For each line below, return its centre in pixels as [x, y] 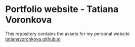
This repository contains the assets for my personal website [67, 33]
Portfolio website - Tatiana [62, 9]
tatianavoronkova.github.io [33, 39]
